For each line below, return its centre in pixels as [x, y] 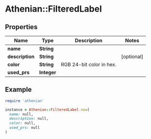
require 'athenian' [25, 101]
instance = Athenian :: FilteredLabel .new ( [47, 110]
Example [18, 90]
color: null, [23, 123]
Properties [21, 27]
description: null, [29, 119]
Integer [48, 72]
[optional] [132, 57]
